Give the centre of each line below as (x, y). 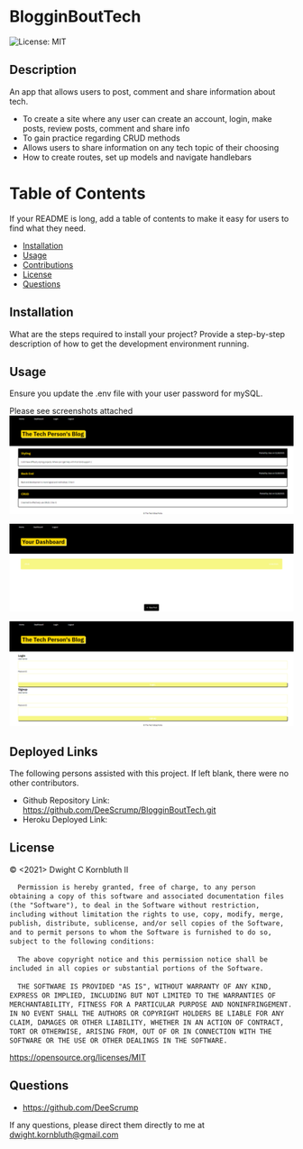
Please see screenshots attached (71, 411)
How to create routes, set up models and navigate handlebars (137, 157)
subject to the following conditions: (82, 941)
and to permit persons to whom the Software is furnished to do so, (141, 932)
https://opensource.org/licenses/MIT (78, 1057)
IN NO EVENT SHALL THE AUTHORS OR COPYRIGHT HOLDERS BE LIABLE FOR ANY (147, 1013)
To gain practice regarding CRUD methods (101, 138)
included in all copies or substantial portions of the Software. (137, 968)
